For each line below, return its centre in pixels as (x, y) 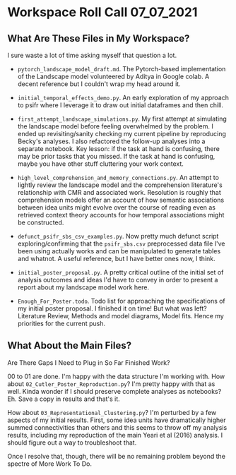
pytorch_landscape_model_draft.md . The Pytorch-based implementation (122, 69)
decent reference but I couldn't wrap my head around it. (99, 84)
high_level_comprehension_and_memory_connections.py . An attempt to (118, 178)
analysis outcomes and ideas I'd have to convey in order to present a (118, 280)
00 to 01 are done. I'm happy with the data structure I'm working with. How (116, 376)
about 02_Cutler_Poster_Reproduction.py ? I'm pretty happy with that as (111, 384)
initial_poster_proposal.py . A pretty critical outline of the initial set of (120, 272)
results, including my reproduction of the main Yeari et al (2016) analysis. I (115, 435)
